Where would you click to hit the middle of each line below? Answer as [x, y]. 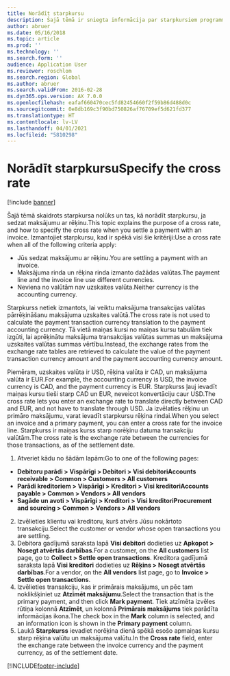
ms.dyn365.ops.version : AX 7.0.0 [55, 97]
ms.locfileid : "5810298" [42, 135]
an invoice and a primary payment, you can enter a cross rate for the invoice [115, 423]
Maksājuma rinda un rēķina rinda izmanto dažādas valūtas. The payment [118, 272]
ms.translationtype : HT [41, 115]
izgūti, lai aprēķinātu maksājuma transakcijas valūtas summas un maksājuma [115, 337]
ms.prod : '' [24, 45]
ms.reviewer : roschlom [39, 71]
